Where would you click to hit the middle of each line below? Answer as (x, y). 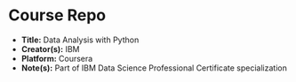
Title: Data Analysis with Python (80, 40)
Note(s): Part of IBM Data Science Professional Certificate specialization (154, 68)
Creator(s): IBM (50, 48)
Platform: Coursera (57, 58)
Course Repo (57, 15)
